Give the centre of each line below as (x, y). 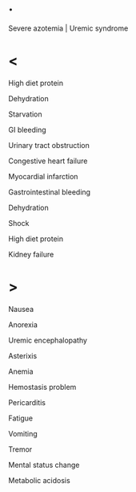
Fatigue (21, 418)
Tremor (20, 449)
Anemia (21, 371)
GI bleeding (27, 129)
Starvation (25, 114)
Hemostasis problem (42, 387)
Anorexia (23, 324)
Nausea (21, 309)
